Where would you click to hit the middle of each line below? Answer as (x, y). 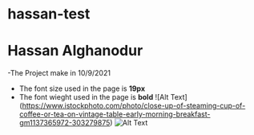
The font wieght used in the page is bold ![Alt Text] (103, 97)
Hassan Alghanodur (75, 51)
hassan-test (49, 14)
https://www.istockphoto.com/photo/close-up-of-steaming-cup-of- (134, 106)
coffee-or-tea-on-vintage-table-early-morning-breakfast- (115, 114)
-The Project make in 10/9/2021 (59, 73)
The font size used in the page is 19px (82, 88)
